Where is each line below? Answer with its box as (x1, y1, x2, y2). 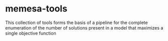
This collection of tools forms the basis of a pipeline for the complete (5, 19, 148, 25)
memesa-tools (5, 3, 68, 14)
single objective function (5, 30, 56, 36)
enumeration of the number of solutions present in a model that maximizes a (5, 24, 163, 30)
